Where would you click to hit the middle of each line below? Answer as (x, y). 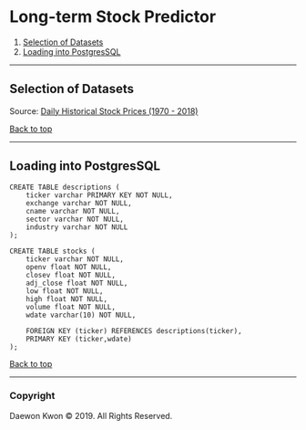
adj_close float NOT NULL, (77, 283)
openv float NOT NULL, (69, 267)
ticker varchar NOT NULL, (75, 259)
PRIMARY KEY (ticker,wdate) (79, 339)
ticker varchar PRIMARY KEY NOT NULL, (99, 195)
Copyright (32, 396)
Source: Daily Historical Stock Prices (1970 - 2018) (104, 110)
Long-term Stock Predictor (113, 17)
